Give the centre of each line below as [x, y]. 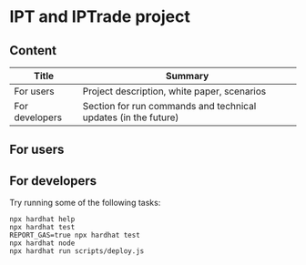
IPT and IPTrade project [100, 17]
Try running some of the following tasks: [85, 203]
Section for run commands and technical [169, 106]
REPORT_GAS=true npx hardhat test [75, 235]
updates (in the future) [131, 117]
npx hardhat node [42, 243]
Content [33, 51]
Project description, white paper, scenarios [174, 91]
